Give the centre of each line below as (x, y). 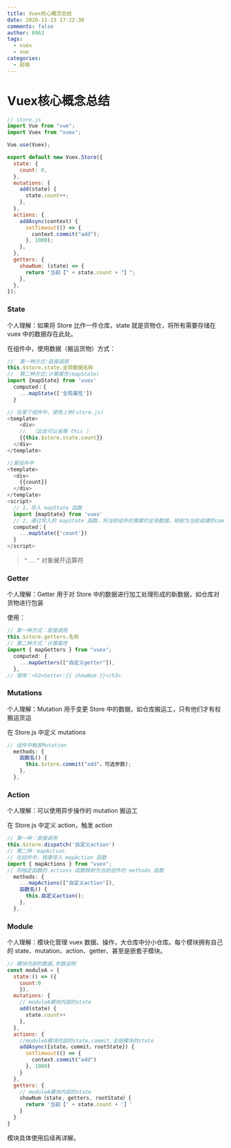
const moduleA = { (33, 970)
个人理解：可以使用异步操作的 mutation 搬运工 (73, 811)
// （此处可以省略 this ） (55, 432)
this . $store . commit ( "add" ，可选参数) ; (78, 765)
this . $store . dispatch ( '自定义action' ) (61, 845)
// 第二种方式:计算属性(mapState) (53, 374)
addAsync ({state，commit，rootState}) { (77, 1047)
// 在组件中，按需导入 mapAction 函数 (57, 858)
